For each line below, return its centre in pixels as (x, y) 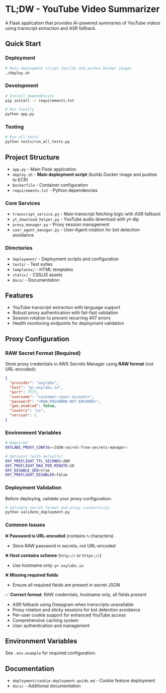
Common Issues (25, 525)
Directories (19, 248)
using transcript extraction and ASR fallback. (51, 28)
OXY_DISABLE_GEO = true (28, 470)
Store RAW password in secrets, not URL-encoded (64, 545)
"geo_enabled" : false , (33, 406)
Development (22, 85)
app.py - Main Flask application (44, 169)
